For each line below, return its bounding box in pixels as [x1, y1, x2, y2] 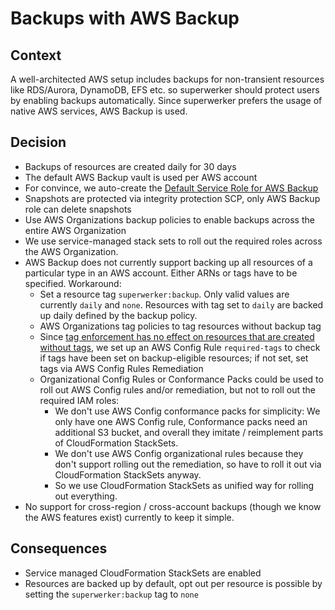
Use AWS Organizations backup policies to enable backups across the [24, 213, 315, 226]
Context [10, 47, 62, 64]
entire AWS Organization [24, 224, 127, 236]
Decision [10, 134, 67, 151]
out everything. [54, 490, 118, 502]
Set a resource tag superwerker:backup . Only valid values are [39, 288, 290, 300]
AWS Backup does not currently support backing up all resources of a [24, 256, 313, 268]
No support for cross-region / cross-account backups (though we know [24, 500, 322, 512]
